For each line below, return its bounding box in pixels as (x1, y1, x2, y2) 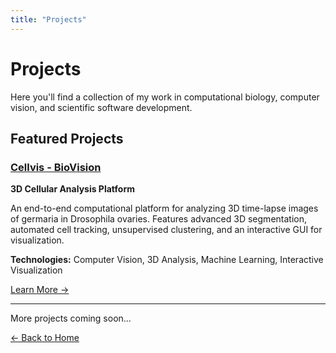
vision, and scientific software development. (10, 101, 193, 113)
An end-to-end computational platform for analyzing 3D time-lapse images (10, 202, 319, 215)
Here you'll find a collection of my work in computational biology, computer (10, 91, 320, 103)
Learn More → (10, 284, 70, 296)
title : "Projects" (10, 14, 87, 25)
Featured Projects (10, 130, 124, 147)
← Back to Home (10, 332, 80, 344)
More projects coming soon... (10, 312, 132, 325)
